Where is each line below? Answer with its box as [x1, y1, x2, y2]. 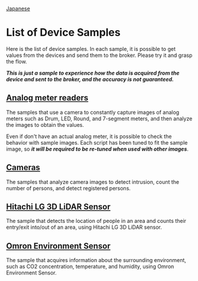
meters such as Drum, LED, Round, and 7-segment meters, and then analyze [6, 115, 193, 122]
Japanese [6, 5, 31, 12]
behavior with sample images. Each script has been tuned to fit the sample [6, 139, 188, 146]
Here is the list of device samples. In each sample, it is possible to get [6, 45, 176, 52]
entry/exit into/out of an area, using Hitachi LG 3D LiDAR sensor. [6, 223, 163, 231]
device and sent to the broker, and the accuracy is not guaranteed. [6, 75, 174, 82]
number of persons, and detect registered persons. [6, 184, 131, 191]
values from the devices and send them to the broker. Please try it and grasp [6, 52, 193, 59]
